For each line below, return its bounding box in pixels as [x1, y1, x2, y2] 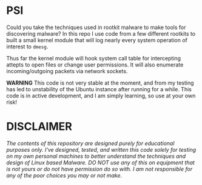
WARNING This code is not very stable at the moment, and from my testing [6, 79, 194, 86]
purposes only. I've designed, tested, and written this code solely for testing [6, 146, 197, 153]
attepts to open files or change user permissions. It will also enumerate [6, 61, 184, 68]
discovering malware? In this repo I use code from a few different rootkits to [6, 30, 196, 37]
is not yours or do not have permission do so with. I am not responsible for [6, 165, 193, 172]
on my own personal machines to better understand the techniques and [6, 152, 186, 160]
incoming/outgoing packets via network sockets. [6, 67, 128, 74]
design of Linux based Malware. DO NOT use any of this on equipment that [6, 158, 195, 166]
